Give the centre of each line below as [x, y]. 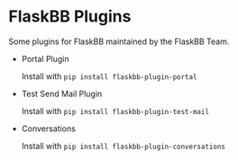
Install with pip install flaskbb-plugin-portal [109, 76]
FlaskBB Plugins [70, 17]
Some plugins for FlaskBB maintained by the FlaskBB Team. [119, 41]
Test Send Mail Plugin [62, 93]
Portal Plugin [45, 58]
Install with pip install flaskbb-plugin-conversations [124, 146]
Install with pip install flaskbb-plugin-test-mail [115, 111]
